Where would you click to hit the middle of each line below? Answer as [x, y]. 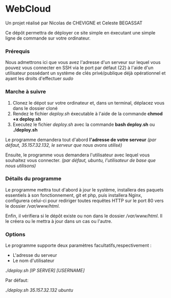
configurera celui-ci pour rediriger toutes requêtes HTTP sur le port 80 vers [84, 201]
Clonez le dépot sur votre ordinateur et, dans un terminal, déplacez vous [88, 103]
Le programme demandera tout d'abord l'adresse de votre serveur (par [81, 140]
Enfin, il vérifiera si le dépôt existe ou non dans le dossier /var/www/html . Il [84, 216]
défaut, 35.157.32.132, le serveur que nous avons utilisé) [64, 145]
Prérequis [18, 51]
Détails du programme [33, 179]
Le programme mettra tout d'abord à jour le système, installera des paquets [84, 190]
